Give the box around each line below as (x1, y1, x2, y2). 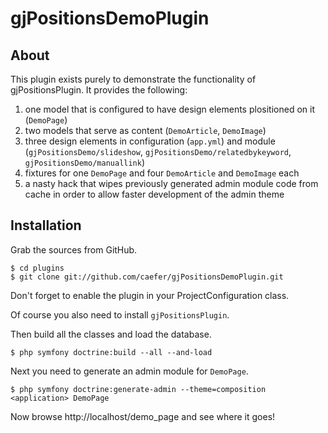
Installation (10, 217, 82, 234)
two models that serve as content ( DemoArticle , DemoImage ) (24, 125, 267, 136)
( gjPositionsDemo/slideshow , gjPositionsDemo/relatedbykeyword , (24, 146, 292, 157)
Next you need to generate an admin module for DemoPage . (10, 365, 249, 377)
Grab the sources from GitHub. (10, 243, 138, 256)
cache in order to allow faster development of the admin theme (24, 188, 285, 200)
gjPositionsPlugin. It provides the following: (10, 84, 188, 96)
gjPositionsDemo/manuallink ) (24, 157, 146, 168)
